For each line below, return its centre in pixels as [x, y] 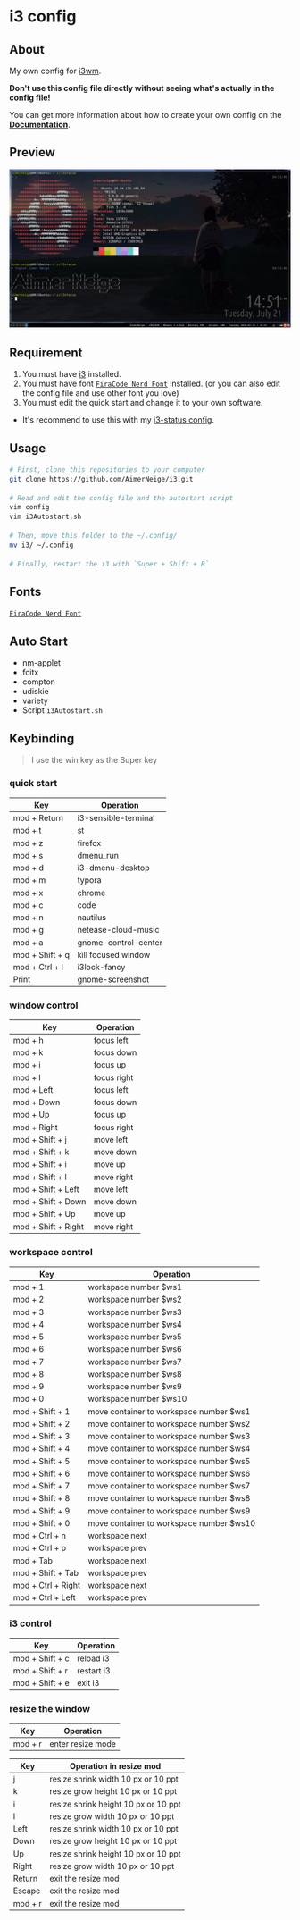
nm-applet [41, 663]
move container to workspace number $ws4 [169, 1448]
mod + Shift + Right [49, 1227]
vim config [29, 507]
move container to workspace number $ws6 [169, 1473]
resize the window [50, 1708]
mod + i [27, 1065]
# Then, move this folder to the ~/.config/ [93, 536]
